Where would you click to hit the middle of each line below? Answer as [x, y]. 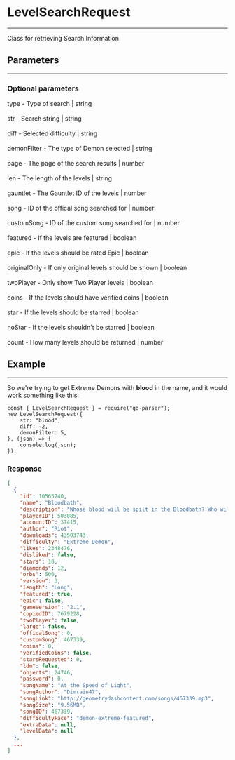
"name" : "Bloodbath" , [51, 502]
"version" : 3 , [40, 581]
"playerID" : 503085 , [50, 516]
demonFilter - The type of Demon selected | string [80, 149]
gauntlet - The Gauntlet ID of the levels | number [77, 193]
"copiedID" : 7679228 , [51, 614]
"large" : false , [44, 627]
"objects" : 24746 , [47, 672]
